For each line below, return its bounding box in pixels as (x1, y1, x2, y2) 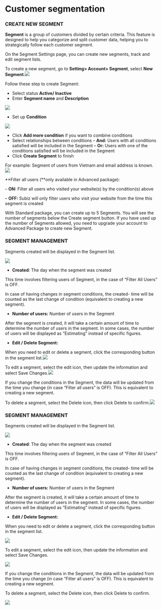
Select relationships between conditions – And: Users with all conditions (12, 138, 156, 143)
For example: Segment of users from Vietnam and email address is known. (5, 162, 153, 168)
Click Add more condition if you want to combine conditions (12, 132, 133, 139)
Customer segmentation (5, 3, 105, 15)
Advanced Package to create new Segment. (5, 225, 93, 231)
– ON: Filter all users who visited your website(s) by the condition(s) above (5, 186, 154, 192)
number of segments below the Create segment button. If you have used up (5, 215, 156, 221)
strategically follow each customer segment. (5, 42, 93, 48)
